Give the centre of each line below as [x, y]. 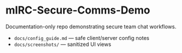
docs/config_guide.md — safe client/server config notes [82, 38]
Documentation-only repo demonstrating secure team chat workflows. [91, 26]
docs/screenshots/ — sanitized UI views [62, 44]
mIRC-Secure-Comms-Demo [78, 10]
